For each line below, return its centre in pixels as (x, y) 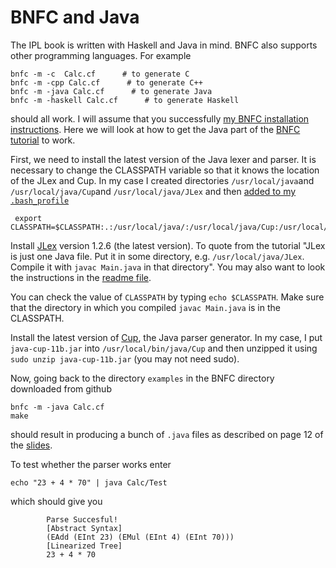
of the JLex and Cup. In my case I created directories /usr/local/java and (162, 180)
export (28, 218)
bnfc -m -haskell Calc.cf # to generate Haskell (125, 100)
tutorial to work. (43, 140)
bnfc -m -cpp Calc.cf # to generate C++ (106, 82)
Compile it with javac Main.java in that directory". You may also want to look (168, 267)
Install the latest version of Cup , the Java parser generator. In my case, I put (166, 337)
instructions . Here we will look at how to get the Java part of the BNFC (155, 129)
